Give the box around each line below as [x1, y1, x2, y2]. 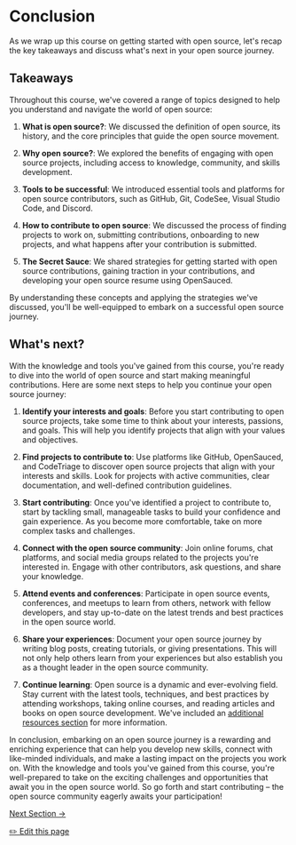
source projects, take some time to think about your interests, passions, [21, 415, 284, 426]
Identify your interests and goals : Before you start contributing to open [21, 406, 284, 417]
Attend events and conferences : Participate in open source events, [21, 588, 270, 599]
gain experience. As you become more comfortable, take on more [21, 515, 263, 526]
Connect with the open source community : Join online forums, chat [21, 542, 274, 553]
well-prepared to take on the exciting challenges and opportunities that [9, 771, 269, 783]
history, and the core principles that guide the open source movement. [21, 131, 280, 141]
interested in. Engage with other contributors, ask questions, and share [21, 562, 282, 572]
